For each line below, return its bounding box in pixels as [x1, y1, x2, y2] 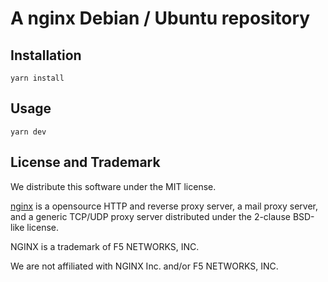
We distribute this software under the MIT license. [10, 180, 217, 192]
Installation [10, 47, 82, 64]
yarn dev [10, 127, 47, 137]
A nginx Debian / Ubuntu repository [10, 7, 311, 30]
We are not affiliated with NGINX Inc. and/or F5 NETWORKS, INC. [10, 260, 279, 272]
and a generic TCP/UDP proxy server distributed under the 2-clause [10, 210, 291, 222]
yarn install [10, 73, 65, 83]
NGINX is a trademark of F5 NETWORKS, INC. [10, 240, 200, 252]
